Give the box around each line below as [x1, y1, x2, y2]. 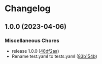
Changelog [4, 3, 51, 14]
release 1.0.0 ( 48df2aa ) [11, 48, 60, 54]
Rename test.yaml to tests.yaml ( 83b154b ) [11, 53, 98, 59]
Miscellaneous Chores [4, 37, 60, 44]
